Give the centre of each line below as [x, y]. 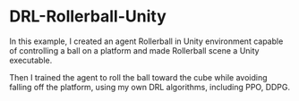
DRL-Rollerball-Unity [88, 17]
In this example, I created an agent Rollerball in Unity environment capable [146, 41]
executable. [31, 60]
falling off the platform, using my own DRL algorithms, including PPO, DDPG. [150, 87]
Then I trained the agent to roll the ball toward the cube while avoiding [138, 77]
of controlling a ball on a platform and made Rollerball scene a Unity [134, 50]
